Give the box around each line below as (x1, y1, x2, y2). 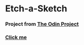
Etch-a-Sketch (5, 3, 67, 14)
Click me (5, 34, 27, 41)
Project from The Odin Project (5, 21, 79, 28)
